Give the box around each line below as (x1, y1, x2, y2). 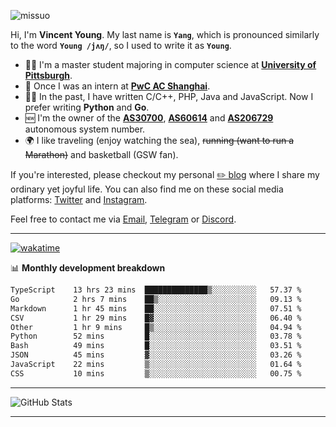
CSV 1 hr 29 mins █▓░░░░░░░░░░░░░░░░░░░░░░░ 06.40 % (10, 313, 302, 323)
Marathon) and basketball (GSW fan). (24, 149, 179, 160)
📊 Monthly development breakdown (10, 262, 166, 274)
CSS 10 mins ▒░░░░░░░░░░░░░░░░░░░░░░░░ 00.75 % (10, 368, 302, 379)
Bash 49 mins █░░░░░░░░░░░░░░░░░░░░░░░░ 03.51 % (10, 341, 302, 351)
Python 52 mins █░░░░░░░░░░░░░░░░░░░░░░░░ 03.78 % (10, 331, 302, 342)
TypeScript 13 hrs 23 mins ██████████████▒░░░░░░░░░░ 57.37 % (10, 285, 302, 295)
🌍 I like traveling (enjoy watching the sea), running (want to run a (24, 135, 295, 146)
